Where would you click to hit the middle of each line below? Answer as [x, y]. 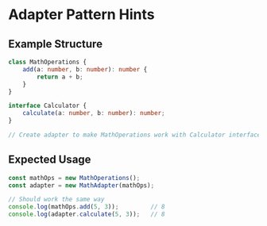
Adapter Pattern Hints [81, 15]
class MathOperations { [48, 62]
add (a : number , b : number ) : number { [85, 69]
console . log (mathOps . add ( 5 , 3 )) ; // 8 [87, 207]
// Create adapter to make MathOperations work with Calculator [117, 135]
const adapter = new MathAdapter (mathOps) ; [81, 185]
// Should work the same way [56, 200]
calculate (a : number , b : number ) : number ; [94, 113]
